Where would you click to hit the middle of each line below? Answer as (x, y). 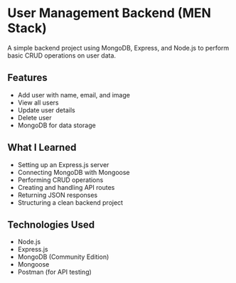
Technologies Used (51, 224)
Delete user (34, 117)
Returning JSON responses (58, 195)
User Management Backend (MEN (109, 13)
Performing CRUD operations (60, 180)
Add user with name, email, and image (74, 95)
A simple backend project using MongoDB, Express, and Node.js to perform (118, 48)
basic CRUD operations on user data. (61, 55)
